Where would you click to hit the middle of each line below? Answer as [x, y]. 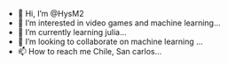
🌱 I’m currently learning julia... [72, 32]
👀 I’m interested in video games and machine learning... [119, 23]
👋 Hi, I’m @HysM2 [51, 14]
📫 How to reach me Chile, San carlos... [90, 51]
